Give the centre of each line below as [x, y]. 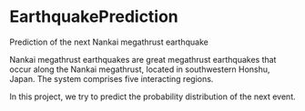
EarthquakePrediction [94, 17]
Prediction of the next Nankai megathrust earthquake [109, 42]
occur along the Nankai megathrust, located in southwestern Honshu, [140, 69]
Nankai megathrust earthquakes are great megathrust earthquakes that [143, 59]
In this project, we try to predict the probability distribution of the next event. [152, 96]
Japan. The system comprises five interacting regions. [112, 78]
